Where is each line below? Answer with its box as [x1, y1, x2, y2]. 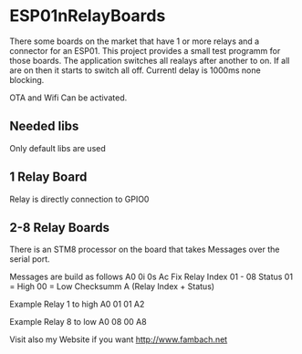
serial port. [9, 254, 50, 265]
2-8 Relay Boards [9, 220, 110, 235]
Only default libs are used [9, 142, 107, 153]
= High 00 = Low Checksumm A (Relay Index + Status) [9, 281, 215, 292]
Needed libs [9, 119, 79, 134]
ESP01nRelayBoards [9, 5, 166, 26]
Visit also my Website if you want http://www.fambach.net [9, 334, 228, 345]
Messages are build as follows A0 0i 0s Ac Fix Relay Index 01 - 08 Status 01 [9, 271, 294, 283]
